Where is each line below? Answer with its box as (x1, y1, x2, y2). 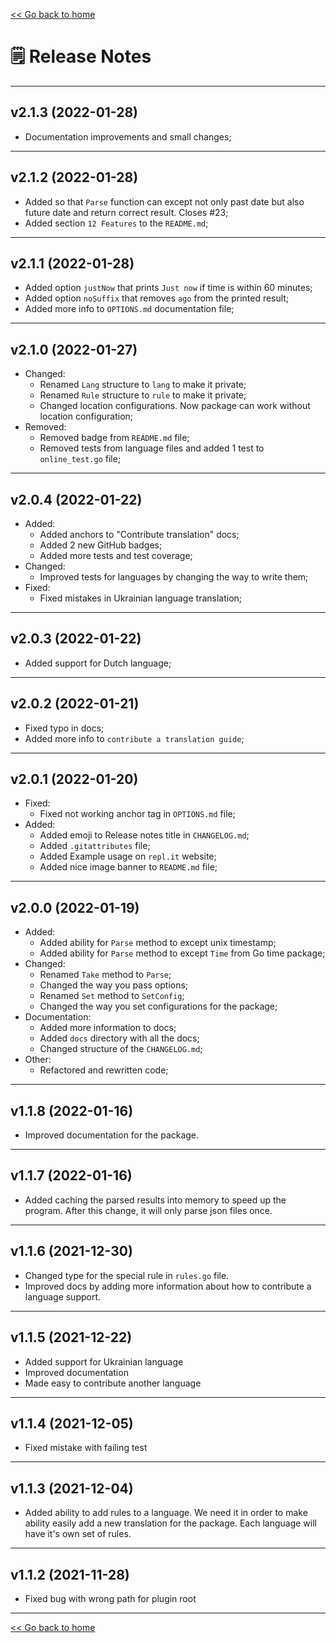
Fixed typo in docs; (24, 722, 105, 734)
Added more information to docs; (39, 1022, 177, 1034)
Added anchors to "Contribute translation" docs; (39, 529, 240, 540)
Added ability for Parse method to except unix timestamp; (39, 937, 277, 949)
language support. (24, 1290, 102, 1303)
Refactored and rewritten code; (39, 1064, 169, 1076)
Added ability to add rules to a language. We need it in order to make (24, 1507, 308, 1519)
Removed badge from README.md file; (39, 432, 190, 444)
